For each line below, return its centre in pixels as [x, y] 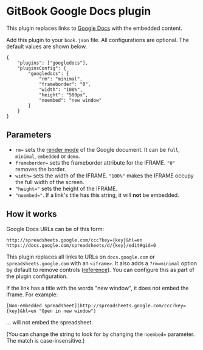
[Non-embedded [24, 305]
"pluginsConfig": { [42, 68]
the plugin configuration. [37, 276]
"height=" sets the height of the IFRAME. [66, 188]
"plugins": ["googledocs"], [53, 63]
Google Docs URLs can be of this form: [55, 229]
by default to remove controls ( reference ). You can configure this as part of [100, 270]
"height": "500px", [63, 95]
